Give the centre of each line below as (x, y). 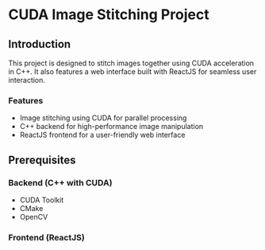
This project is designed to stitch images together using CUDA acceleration (131, 63)
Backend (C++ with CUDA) (60, 182)
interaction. (27, 80)
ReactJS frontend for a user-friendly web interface (102, 135)
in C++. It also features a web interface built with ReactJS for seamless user (132, 72)
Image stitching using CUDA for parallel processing (103, 118)
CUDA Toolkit (42, 200)
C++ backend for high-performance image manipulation (111, 127)
